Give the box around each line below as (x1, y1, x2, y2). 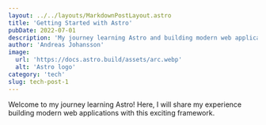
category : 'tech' (8, 70, 66, 78)
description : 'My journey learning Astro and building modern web (8, 33, 232, 42)
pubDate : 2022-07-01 (8, 26, 77, 34)
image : (8, 48, 30, 56)
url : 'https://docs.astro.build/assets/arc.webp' (15, 56, 182, 64)
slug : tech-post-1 (8, 78, 69, 85)
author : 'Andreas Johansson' (8, 41, 104, 49)
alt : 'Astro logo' (15, 63, 77, 71)
